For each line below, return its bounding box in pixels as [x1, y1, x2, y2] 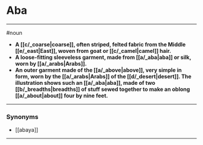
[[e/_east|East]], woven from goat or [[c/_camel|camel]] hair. [14, 47, 172, 54]
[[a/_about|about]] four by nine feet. [14, 91, 108, 99]
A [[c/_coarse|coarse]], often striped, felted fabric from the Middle [14, 40, 186, 48]
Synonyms [6, 113, 39, 121]
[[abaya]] [14, 126, 39, 134]
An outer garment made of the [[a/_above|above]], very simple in [14, 66, 182, 73]
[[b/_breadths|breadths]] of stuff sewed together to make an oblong [14, 85, 190, 93]
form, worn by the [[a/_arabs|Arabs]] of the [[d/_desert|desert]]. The [14, 73, 192, 80]
